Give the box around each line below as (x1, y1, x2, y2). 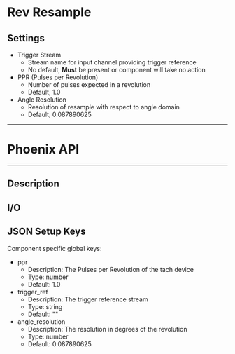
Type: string (27, 302, 63, 311)
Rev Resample (7, 4, 92, 20)
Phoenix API (7, 142, 80, 158)
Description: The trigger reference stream (27, 295, 148, 304)
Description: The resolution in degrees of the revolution (27, 325, 187, 333)
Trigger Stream (17, 50, 62, 59)
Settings (7, 32, 45, 44)
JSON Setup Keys (7, 226, 86, 238)
